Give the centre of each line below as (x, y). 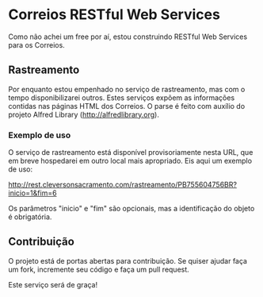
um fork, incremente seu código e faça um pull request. (99, 269)
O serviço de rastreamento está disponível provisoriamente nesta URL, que (131, 152)
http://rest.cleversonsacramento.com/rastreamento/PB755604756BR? (123, 185)
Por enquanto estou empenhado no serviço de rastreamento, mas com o (127, 89)
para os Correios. (36, 44)
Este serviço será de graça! (53, 284)
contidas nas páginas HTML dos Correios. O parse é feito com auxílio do (127, 106)
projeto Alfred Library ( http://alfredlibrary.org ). (84, 114)
